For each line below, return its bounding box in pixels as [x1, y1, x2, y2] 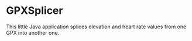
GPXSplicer [6, 4, 63, 17]
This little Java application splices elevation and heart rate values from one [6, 23, 187, 30]
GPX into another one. [6, 29, 60, 36]
